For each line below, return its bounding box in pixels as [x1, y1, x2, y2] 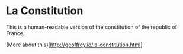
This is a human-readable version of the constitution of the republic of [6, 23, 178, 31]
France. [6, 29, 25, 36]
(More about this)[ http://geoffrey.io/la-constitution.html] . [6, 41, 144, 48]
